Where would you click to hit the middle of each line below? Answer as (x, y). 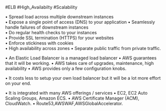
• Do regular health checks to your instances (51, 32)
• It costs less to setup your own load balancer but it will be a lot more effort (83, 78)
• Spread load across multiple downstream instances (59, 17)
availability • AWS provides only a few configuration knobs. (66, 68)
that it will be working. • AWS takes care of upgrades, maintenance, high (80, 63)
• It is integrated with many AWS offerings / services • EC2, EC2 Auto (76, 93)
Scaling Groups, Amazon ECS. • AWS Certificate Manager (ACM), (72, 98)
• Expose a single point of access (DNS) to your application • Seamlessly (80, 22)
